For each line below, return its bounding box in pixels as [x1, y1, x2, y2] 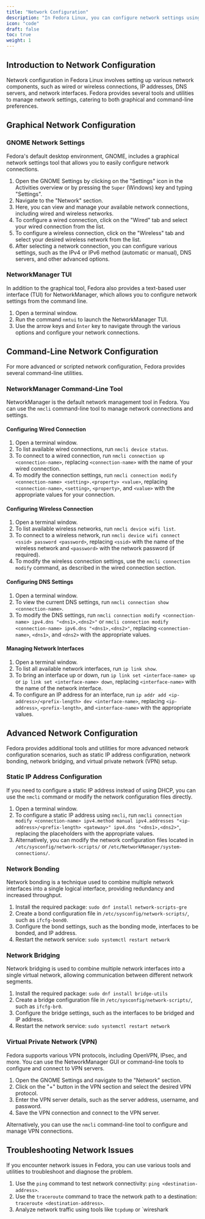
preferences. [6, 102, 38, 110]
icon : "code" [6, 20, 40, 26]
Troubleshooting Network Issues [6, 1145, 134, 1155]
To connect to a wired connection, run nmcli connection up [15, 452, 165, 460]
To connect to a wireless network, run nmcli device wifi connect [15, 532, 181, 539]
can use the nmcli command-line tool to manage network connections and [6, 404, 193, 412]
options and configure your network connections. [15, 329, 140, 336]
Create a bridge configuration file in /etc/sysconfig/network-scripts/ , [15, 996, 193, 1004]
